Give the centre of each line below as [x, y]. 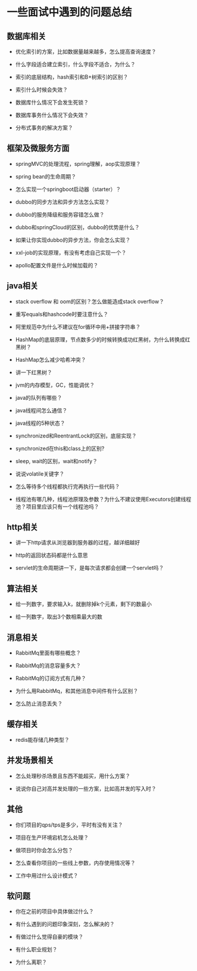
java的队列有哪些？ [39, 397]
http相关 [22, 527]
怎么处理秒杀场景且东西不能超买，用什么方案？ [73, 776]
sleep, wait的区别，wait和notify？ [56, 461]
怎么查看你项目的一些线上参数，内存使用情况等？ [75, 862]
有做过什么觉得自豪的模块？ [49, 937]
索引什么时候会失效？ [41, 90]
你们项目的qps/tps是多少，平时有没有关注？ [69, 825]
